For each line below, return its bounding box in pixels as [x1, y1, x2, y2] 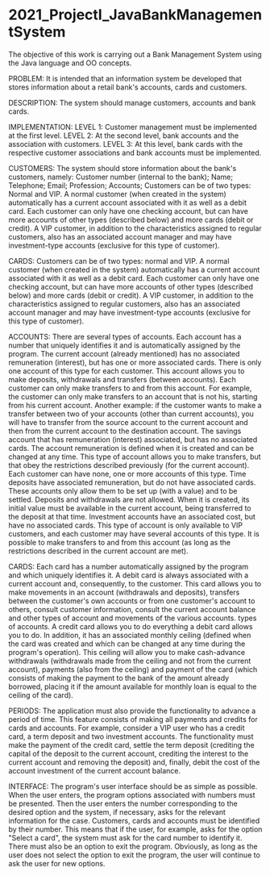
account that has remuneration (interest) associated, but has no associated [8, 434, 258, 444]
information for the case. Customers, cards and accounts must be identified [8, 816, 260, 825]
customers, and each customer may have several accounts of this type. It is [8, 528, 260, 538]
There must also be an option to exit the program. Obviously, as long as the [8, 841, 258, 851]
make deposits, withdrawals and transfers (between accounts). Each [8, 374, 236, 384]
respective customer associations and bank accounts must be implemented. [8, 148, 262, 157]
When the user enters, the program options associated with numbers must [8, 790, 255, 799]
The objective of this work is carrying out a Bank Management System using [8, 49, 262, 59]
